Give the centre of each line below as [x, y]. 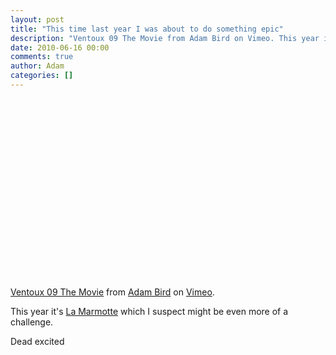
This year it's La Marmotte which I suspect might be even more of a [149, 311]
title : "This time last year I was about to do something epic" [147, 29]
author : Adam [37, 66]
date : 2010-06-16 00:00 [60, 47]
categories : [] [42, 76]
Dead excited [37, 341]
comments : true [42, 57]
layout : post [37, 19]
